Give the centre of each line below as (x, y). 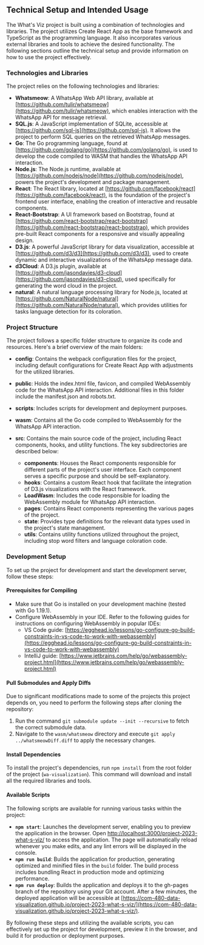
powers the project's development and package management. (93, 182)
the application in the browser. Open (60, 833)
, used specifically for (149, 279)
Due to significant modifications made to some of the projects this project (98, 696)
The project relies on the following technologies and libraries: (83, 86)
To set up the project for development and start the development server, (97, 570)
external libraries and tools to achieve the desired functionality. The (90, 44)
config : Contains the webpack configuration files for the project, (96, 359)
